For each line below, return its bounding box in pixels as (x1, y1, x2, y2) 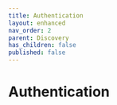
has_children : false (8, 41, 77, 49)
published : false (8, 49, 66, 56)
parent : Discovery (8, 33, 69, 42)
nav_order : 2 (8, 26, 52, 34)
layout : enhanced (8, 19, 66, 27)
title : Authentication (8, 11, 84, 20)
